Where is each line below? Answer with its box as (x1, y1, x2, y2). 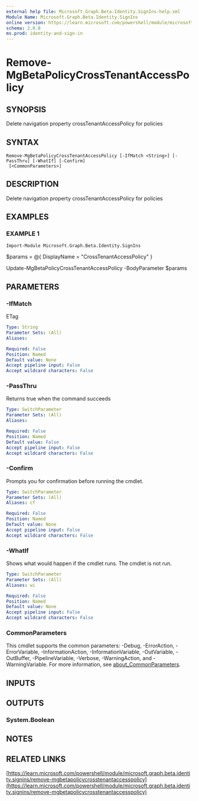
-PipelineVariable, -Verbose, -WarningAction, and (32, 655, 152, 662)
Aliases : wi (6, 582, 35, 588)
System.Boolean (6, 716, 55, 724)
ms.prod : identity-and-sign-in (6, 31, 83, 37)
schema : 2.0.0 (6, 25, 41, 31)
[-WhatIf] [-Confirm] (32, 157, 85, 164)
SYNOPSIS (6, 104, 47, 114)
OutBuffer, (6, 655, 31, 662)
